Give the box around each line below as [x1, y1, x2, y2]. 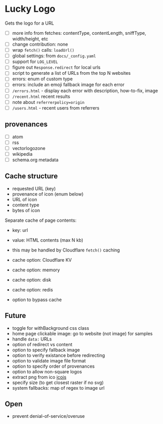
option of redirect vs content [12, 341, 73, 347]
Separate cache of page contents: [5, 217, 77, 223]
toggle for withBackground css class [12, 325, 89, 331]
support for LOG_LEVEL [12, 58, 58, 65]
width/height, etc [12, 36, 49, 41]
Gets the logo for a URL [5, 20, 54, 26]
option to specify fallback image [12, 347, 80, 353]
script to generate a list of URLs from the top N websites [12, 70, 131, 76]
